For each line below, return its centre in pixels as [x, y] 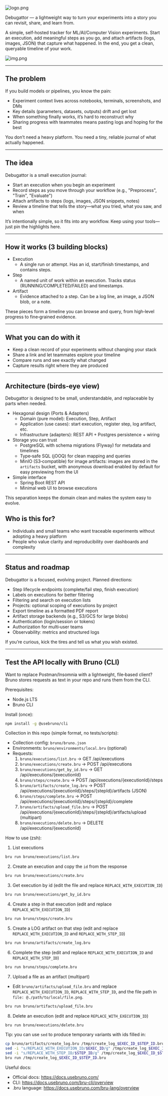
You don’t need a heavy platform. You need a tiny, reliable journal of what [80, 137]
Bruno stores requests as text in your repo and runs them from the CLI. [78, 680]
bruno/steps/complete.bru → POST [56, 796]
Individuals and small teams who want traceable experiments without [83, 531]
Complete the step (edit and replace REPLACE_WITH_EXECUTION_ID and [82, 952]
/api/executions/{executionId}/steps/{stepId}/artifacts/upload [83, 812]
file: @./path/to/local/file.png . [48, 997]
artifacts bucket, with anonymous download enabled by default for [90, 467]
